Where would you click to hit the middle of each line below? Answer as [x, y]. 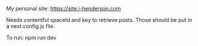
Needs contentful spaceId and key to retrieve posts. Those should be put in [99, 20]
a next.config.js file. [31, 26]
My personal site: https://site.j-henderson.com [64, 9]
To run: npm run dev [31, 37]
